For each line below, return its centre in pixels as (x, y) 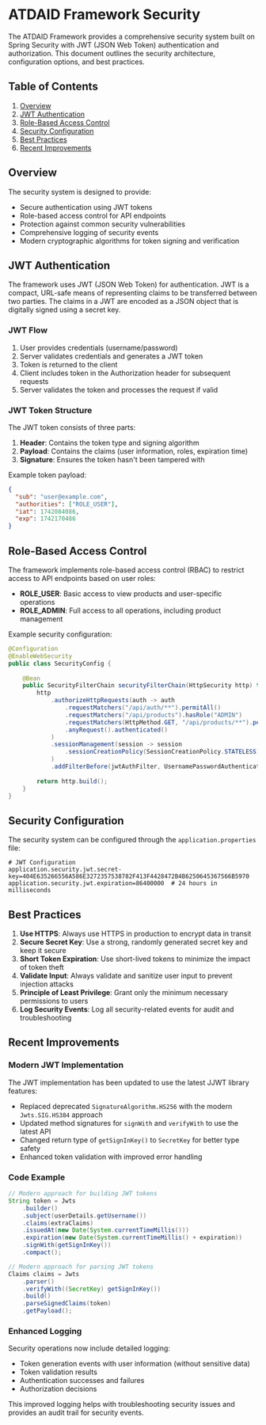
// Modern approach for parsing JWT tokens (81, 1267)
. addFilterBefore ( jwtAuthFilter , (105, 767)
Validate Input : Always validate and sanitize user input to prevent (126, 976)
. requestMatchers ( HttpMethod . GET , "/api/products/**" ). (159, 722)
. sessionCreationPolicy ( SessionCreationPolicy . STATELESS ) (162, 752)
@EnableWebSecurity (40, 656)
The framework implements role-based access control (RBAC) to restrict (126, 570)
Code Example (37, 1177)
